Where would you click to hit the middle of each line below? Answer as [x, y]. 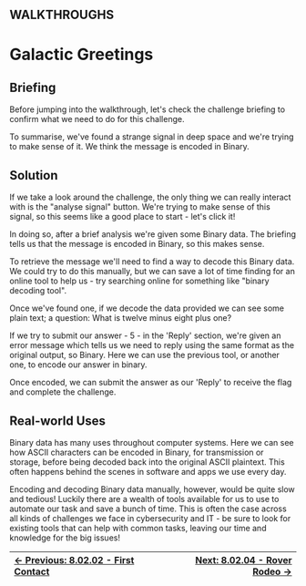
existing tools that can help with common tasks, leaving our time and [138, 529]
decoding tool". [38, 291]
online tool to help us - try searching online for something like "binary [140, 281]
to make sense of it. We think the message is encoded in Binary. [130, 147]
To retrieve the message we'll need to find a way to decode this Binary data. [152, 262]
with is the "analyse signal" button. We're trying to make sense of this [140, 207]
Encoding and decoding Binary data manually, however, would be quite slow [153, 489]
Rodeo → [272, 571]
